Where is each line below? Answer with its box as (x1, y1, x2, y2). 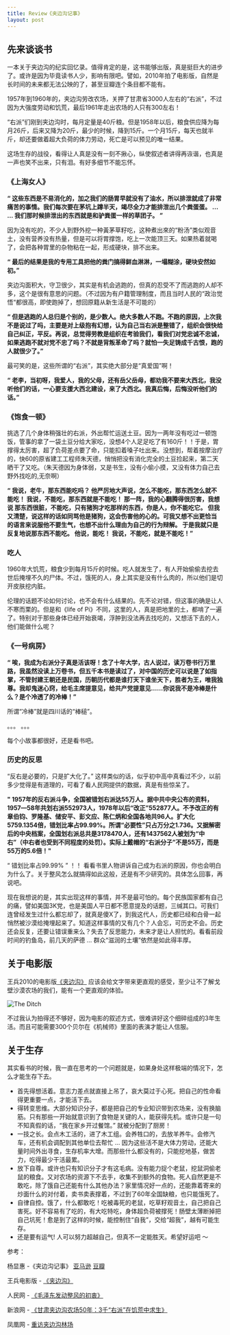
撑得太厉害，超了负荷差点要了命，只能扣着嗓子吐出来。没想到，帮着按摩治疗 (7, 445, 223, 454)
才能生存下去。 (12, 1072, 55, 1081)
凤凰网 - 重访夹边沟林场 (7, 1321, 74, 1329)
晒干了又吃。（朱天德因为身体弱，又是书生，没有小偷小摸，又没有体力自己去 (7, 463, 220, 471)
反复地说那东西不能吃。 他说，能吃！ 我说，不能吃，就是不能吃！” (7, 529, 194, 537)
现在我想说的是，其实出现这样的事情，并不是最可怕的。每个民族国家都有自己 (7, 893, 223, 901)
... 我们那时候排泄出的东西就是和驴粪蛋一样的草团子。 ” (7, 211, 163, 220)
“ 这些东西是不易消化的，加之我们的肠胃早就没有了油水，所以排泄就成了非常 (7, 194, 222, 202)
